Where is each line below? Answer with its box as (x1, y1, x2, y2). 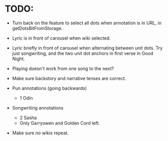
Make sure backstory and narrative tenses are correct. (12, 75, 126, 81)
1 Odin (19, 95, 33, 101)
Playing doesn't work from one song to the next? (12, 65, 114, 72)
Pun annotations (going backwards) (12, 85, 87, 91)
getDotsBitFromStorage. (12, 25, 63, 31)
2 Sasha (19, 115, 37, 121)
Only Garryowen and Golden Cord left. (19, 120, 100, 126)
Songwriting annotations (12, 104, 64, 111)
